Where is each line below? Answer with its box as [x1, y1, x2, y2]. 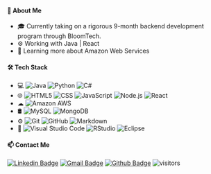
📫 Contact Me [7, 141, 50, 149]
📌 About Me [7, 6, 42, 15]
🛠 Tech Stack [7, 63, 48, 71]
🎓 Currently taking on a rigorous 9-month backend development [17, 22, 205, 31]
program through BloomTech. [17, 32, 102, 40]
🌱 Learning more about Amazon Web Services [17, 46, 150, 55]
